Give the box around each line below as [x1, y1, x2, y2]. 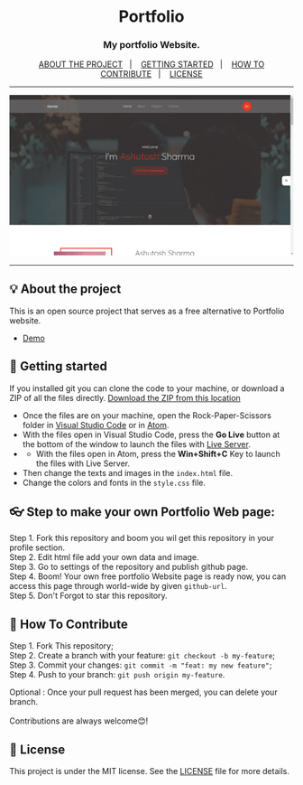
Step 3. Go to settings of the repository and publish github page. [9, 562, 249, 573]
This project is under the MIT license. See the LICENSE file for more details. [9, 766, 290, 777]
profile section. [9, 542, 66, 553]
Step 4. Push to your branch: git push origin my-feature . [9, 669, 225, 680]
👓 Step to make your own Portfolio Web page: [9, 504, 275, 519]
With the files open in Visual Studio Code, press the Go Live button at [22, 429, 280, 440]
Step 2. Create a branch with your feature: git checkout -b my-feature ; [9, 650, 276, 661]
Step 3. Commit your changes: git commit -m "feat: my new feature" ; [9, 659, 272, 670]
